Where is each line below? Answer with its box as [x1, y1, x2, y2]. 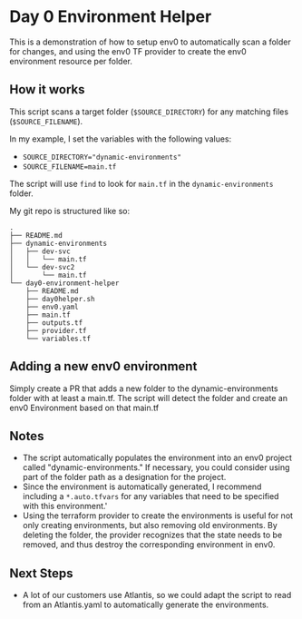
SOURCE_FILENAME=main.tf [22, 162, 117, 172]
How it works [9, 82, 85, 97]
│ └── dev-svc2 [9, 262, 75, 271]
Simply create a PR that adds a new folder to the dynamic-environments [9, 383, 278, 394]
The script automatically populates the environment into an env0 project [22, 452, 293, 464]
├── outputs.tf [25, 318, 83, 328]
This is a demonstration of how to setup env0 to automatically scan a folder [9, 36, 292, 47]
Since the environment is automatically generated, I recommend [22, 481, 262, 492]
